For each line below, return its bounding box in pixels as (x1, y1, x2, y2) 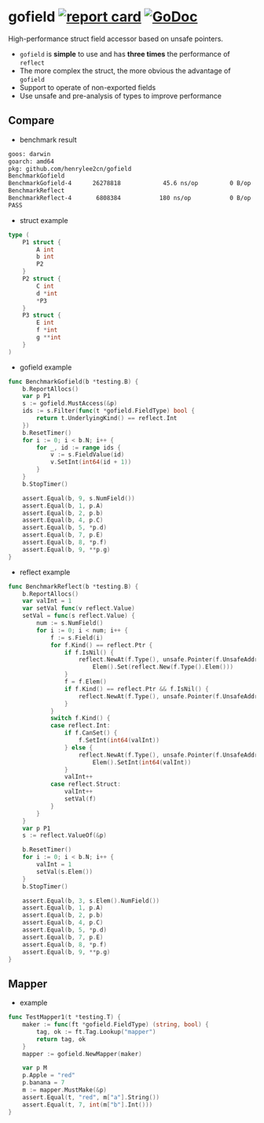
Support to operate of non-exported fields (19, 83, 156, 92)
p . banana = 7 (22, 1079, 65, 1087)
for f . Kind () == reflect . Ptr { (49, 641, 153, 649)
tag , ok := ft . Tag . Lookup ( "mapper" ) (36, 1028, 156, 1036)
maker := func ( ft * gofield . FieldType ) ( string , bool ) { (22, 1021, 210, 1028)
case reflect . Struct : (49, 780, 122, 788)
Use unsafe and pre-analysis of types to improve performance (19, 91, 222, 100)
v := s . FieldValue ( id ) (49, 451, 125, 459)
